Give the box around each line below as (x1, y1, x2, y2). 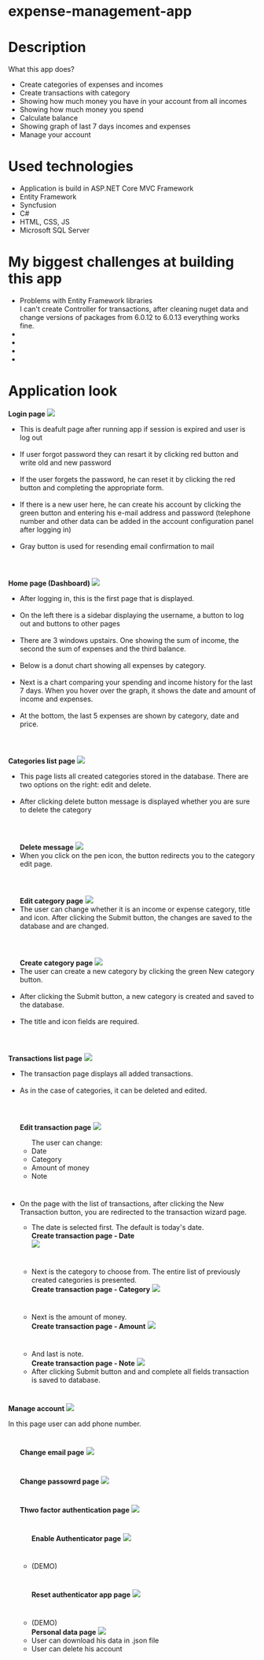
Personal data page (31, 1627, 97, 1636)
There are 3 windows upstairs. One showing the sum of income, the (19, 636, 240, 645)
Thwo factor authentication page (19, 1505, 130, 1514)
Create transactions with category (19, 88, 130, 98)
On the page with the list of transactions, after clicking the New (19, 1199, 224, 1209)
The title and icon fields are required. (19, 1016, 140, 1026)
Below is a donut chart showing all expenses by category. (19, 661, 207, 670)
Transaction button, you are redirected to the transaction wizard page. (19, 1208, 247, 1217)
